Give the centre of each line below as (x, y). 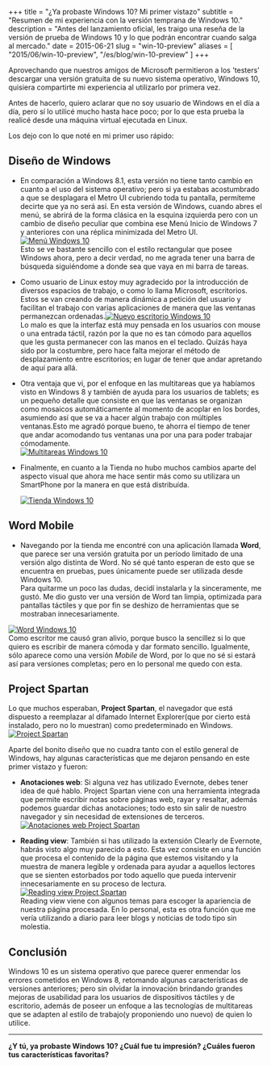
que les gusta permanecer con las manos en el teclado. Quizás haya (133, 341)
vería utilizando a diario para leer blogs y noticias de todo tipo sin (128, 918)
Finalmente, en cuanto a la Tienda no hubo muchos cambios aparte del (138, 467)
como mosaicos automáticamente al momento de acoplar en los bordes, (140, 409)
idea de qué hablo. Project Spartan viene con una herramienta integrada (140, 791)
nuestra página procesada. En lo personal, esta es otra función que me (138, 909)
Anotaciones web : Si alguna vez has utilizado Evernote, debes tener (134, 783)
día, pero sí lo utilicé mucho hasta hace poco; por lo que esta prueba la (126, 111)
